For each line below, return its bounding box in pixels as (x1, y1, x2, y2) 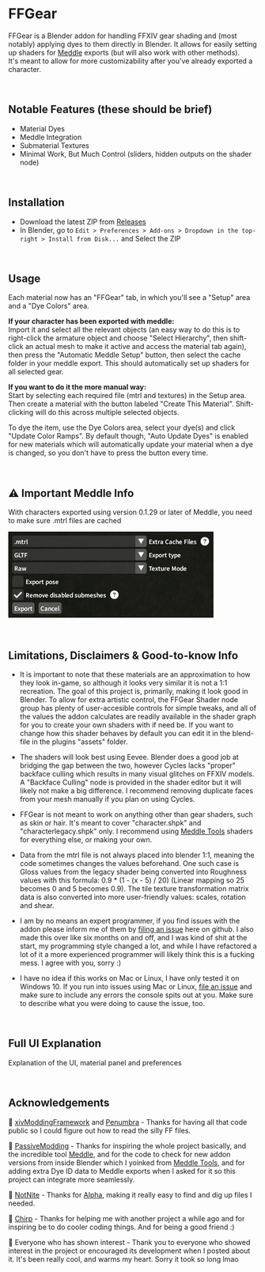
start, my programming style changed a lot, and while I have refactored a (19, 941, 257, 951)
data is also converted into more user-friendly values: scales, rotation (19, 892, 247, 902)
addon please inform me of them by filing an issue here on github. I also (19, 925, 255, 934)
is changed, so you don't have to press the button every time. (8, 448, 208, 458)
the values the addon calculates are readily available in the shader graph (19, 712, 257, 721)
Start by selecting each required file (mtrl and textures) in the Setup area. (8, 391, 247, 401)
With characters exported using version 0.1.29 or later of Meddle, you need (8, 507, 252, 517)
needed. (8, 1198, 36, 1208)
